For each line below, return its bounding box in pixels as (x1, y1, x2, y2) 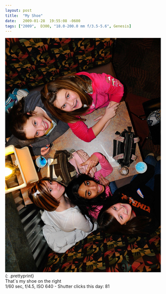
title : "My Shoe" (5, 13, 43, 18)
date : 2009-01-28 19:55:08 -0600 (5, 18, 81, 23)
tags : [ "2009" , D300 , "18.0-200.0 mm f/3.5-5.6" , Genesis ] (5, 24, 132, 29)
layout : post (5, 8, 32, 13)
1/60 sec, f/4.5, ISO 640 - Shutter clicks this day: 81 (5, 283, 110, 289)
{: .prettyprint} (5, 273, 35, 279)
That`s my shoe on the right (5, 278, 62, 284)
